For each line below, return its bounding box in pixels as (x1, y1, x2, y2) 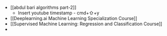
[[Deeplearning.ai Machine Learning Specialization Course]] (10, 15, 138, 21)
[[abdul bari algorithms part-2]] (10, 5, 77, 10)
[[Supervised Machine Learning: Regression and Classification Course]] (10, 21, 163, 27)
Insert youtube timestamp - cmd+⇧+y (17, 10, 100, 16)
